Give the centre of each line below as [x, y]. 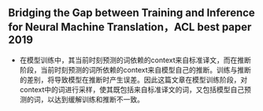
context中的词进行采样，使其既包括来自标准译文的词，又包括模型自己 [132, 89]
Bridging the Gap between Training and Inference [132, 13]
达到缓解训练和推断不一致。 [99, 99]
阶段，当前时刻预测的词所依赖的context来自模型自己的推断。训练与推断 [135, 69]
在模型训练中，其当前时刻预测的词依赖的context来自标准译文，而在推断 [135, 60]
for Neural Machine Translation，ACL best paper [130, 27]
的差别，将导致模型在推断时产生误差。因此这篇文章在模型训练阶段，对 [133, 80]
